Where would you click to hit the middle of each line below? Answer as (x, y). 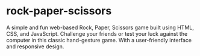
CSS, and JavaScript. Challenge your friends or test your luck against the (97, 33)
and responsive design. (35, 46)
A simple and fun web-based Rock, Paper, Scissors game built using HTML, (100, 27)
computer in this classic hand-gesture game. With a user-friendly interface (99, 40)
